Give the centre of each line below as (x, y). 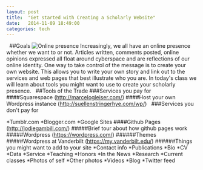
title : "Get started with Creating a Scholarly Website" (81, 18)
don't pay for (22, 110)
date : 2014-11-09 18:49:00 (43, 23)
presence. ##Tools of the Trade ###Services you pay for (79, 91)
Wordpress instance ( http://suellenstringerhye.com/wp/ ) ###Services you (100, 104)
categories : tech (28, 29)
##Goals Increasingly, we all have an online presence (100, 46)
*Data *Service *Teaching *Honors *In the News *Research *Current (95, 154)
